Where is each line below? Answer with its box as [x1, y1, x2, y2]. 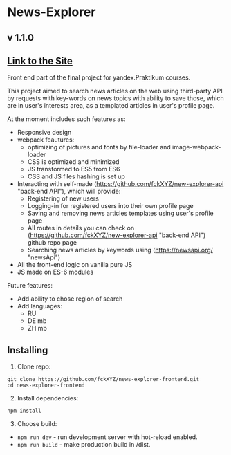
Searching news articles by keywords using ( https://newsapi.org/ [27, 246, 213, 254]
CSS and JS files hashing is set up [27, 172, 126, 180]
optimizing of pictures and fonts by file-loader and [27, 143, 171, 151]
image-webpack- [172, 143, 221, 151]
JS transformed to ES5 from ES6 [27, 165, 120, 174]
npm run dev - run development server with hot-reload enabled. [17, 433, 198, 441]
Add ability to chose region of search [17, 295, 123, 303]
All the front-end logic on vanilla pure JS [17, 261, 133, 269]
